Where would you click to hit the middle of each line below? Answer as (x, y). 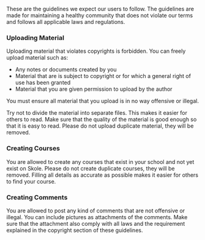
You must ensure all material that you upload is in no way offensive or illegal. (102, 101)
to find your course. (31, 181)
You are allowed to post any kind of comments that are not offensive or (96, 211)
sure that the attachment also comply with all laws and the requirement (96, 223)
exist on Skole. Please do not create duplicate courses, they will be (91, 168)
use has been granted (43, 83)
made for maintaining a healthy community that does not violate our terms (100, 15)
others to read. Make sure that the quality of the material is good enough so (102, 120)
